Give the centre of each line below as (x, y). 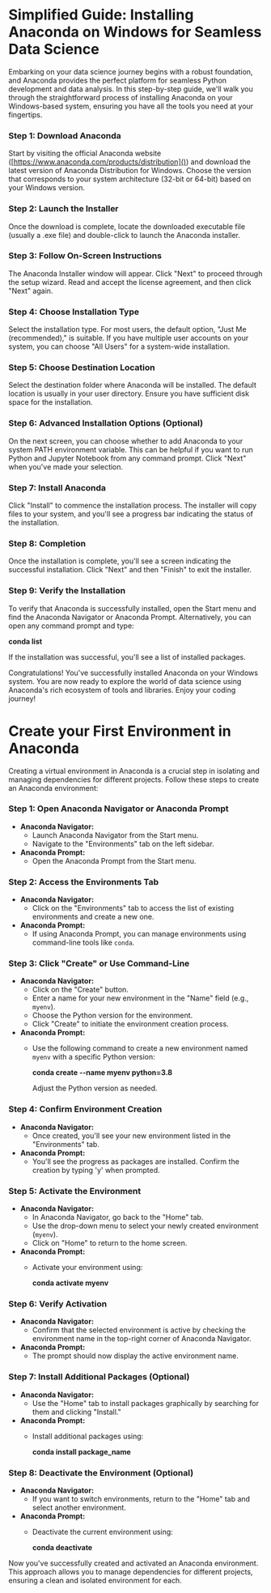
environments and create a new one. (93, 917)
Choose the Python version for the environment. (112, 1015)
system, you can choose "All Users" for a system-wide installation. (119, 346)
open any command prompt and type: (72, 626)
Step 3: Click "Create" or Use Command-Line (99, 963)
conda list (25, 641)
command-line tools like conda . (83, 943)
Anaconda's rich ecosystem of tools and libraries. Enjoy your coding (122, 690)
